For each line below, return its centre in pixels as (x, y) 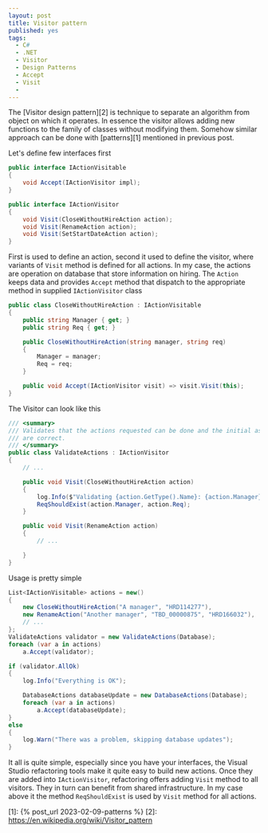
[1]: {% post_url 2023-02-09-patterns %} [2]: (83, 812)
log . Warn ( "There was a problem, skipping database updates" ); (128, 740)
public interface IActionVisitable (67, 168)
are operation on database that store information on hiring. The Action (124, 274)
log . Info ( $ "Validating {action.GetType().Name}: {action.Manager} (150, 497)
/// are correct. (37, 438)
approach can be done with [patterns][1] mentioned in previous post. (121, 138)
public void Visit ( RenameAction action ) (91, 526)
